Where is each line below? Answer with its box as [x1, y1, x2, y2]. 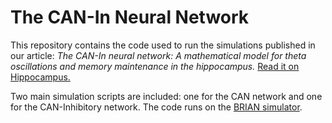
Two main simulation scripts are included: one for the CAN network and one [10, 90, 323, 102]
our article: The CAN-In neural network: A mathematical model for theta [10, 49, 307, 61]
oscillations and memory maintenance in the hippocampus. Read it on [10, 60, 300, 72]
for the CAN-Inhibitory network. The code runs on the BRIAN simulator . [10, 101, 303, 113]
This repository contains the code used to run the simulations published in [10, 39, 316, 51]
